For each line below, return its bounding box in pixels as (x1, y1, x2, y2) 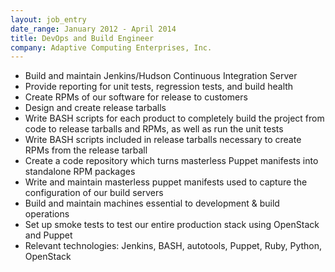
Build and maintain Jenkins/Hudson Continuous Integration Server (24, 70, 298, 82)
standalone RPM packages (24, 166, 136, 178)
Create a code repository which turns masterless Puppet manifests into (24, 155, 319, 167)
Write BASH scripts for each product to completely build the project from (24, 112, 325, 125)
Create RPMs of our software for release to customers (24, 91, 248, 103)
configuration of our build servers (24, 187, 164, 199)
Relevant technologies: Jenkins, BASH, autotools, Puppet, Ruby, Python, (24, 240, 323, 252)
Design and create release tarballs (24, 102, 167, 114)
